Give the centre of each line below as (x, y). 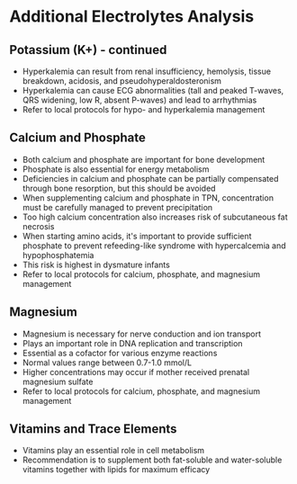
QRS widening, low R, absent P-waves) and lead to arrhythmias (139, 100)
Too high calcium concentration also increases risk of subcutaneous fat (155, 217)
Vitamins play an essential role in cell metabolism (113, 451)
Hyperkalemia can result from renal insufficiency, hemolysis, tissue (147, 71)
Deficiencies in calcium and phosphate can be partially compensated (150, 178)
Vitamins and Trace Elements (93, 429)
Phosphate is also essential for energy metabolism (116, 169)
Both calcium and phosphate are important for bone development (144, 159)
